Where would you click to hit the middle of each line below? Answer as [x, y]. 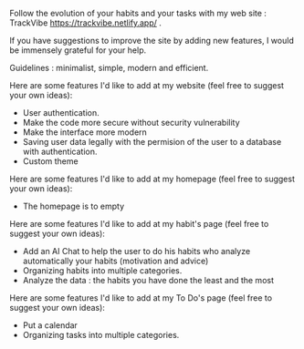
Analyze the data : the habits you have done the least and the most [148, 280]
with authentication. [60, 151]
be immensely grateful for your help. [78, 50]
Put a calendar [50, 325]
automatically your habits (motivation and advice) [115, 261]
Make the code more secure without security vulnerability [131, 123]
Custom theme [51, 161]
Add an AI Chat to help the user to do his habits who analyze [136, 251]
